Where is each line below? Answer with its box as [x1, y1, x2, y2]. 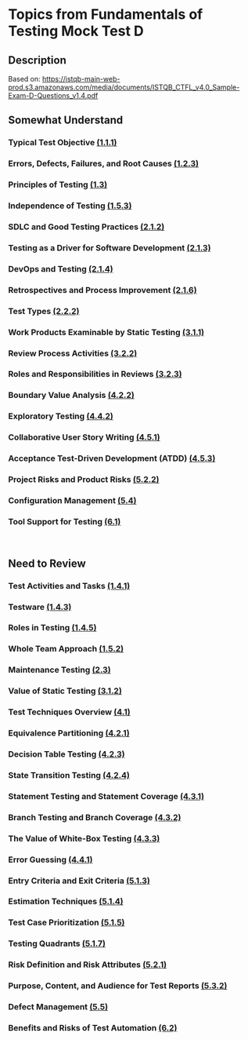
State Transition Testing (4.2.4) [8, 769, 131, 780]
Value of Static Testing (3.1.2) [8, 685, 123, 696]
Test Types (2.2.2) [8, 305, 80, 316]
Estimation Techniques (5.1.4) [8, 896, 124, 907]
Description [8, 53, 66, 67]
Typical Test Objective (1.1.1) [8, 137, 117, 148]
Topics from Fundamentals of [8, 5, 203, 24]
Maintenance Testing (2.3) [8, 665, 111, 676]
